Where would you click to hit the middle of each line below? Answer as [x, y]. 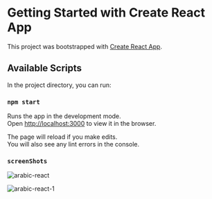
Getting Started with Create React [106, 13]
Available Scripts [44, 68]
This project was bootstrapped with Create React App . [85, 46]
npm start [24, 102]
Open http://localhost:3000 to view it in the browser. [82, 124]
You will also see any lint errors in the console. [73, 144]
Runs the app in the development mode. [64, 116]
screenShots [27, 161]
